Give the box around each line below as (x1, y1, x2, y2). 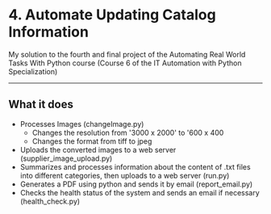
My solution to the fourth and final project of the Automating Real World (8, 49, 246, 59)
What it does (8, 98, 74, 111)
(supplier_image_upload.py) (19, 153, 113, 163)
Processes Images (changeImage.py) (19, 119, 144, 128)
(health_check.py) (19, 196, 81, 206)
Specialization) (8, 66, 58, 76)
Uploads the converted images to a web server (19, 145, 177, 154)
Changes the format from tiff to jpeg (31, 136, 152, 146)
